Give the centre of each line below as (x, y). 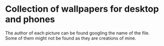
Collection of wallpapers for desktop (82, 9)
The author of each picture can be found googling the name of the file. (78, 33)
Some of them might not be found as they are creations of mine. (71, 38)
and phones (30, 19)
